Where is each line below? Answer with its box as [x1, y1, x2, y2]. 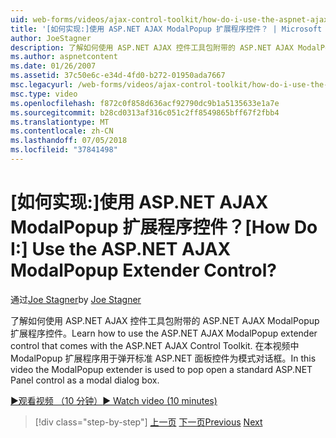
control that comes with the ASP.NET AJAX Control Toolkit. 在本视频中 [10, 339, 300, 351]
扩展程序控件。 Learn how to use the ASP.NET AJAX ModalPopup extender [10, 327, 318, 339]
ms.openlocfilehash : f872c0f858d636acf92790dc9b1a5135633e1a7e [10, 98, 280, 108]
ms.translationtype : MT [10, 117, 110, 127]
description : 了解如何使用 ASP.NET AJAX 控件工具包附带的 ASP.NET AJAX [10, 42, 294, 53]
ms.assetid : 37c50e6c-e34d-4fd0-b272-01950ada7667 [10, 71, 226, 81]
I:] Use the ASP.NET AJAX [10, 238, 232, 261]
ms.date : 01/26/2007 [10, 61, 97, 71]
